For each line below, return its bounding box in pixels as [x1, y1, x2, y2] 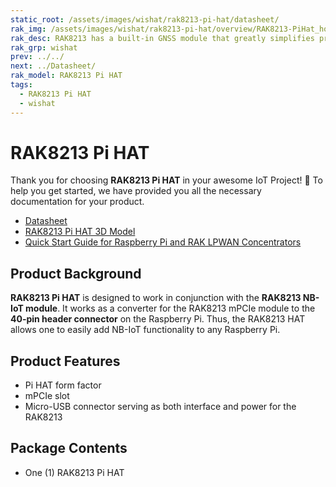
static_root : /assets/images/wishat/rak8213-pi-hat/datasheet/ [10, 14, 280, 25]
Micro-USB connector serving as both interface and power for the [24, 401, 297, 413]
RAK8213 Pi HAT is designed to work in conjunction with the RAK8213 [10, 292, 302, 304]
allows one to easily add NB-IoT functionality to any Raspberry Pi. [10, 324, 281, 336]
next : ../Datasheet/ [10, 61, 97, 71]
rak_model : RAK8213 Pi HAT [10, 71, 123, 81]
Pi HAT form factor [24, 379, 102, 391]
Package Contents [10, 440, 128, 457]
